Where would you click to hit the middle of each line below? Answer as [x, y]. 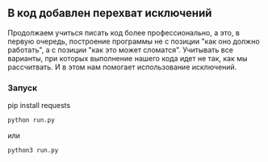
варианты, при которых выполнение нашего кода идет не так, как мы [128, 58]
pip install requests [39, 106]
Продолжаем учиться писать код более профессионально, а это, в [124, 32]
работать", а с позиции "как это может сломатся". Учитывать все [120, 50]
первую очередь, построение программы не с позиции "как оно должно [134, 41]
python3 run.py [33, 150]
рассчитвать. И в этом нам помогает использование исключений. [122, 67]
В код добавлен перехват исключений [110, 13]
